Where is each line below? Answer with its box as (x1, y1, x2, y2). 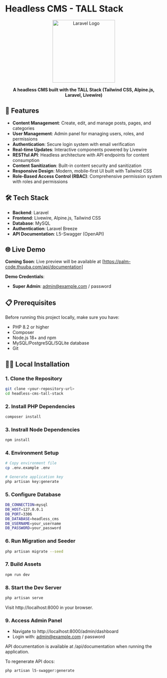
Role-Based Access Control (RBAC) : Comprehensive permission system (12, 173, 162, 179)
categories (12, 125, 35, 131)
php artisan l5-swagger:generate (5, 668, 75, 673)
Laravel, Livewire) (65, 92, 103, 98)
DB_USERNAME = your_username (5, 521, 61, 526)
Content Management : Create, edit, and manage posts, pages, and (12, 120, 151, 126)
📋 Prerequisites (5, 298, 56, 307)
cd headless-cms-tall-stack (5, 391, 64, 396)
